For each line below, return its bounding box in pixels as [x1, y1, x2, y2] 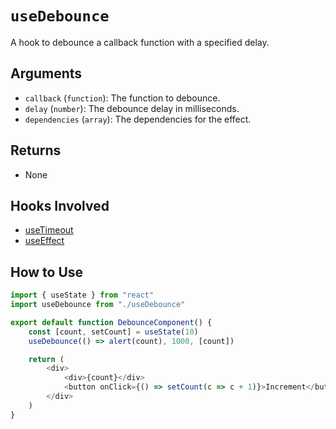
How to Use [10, 263, 84, 281]
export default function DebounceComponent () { [10, 317, 213, 327]
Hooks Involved [10, 197, 110, 214]
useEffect [24, 235, 65, 247]
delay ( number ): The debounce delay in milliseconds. [24, 102, 240, 114]
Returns [10, 142, 62, 159]
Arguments [10, 65, 83, 82]
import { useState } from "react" [10, 290, 155, 301]
